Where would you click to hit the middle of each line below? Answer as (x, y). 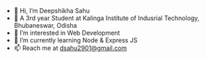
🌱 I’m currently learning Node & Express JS (76, 40)
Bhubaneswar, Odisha (45, 25)
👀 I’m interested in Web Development (67, 33)
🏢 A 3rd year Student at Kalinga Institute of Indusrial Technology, (106, 18)
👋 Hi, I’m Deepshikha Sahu (52, 11)
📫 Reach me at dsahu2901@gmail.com (70, 48)
